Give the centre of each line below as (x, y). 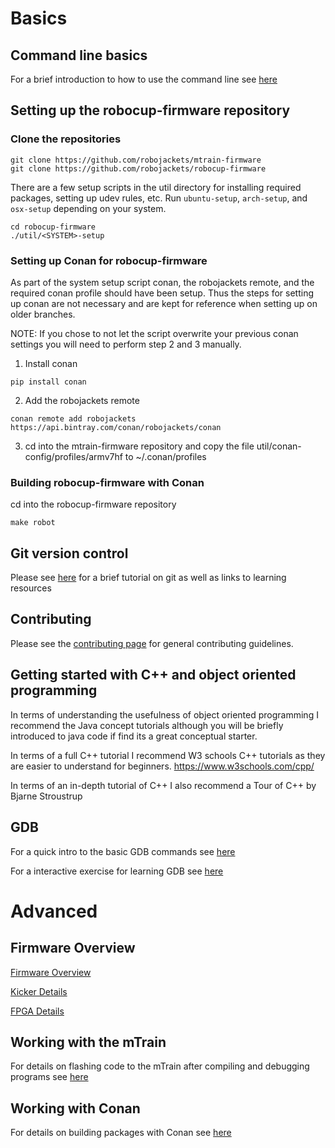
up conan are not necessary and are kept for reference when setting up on (164, 303)
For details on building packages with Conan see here (121, 1133)
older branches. (43, 314)
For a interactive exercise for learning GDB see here (117, 871)
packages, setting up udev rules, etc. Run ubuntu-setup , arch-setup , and (159, 198)
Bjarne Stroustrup (46, 796)
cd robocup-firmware (53, 227)
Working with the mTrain (88, 1042)
